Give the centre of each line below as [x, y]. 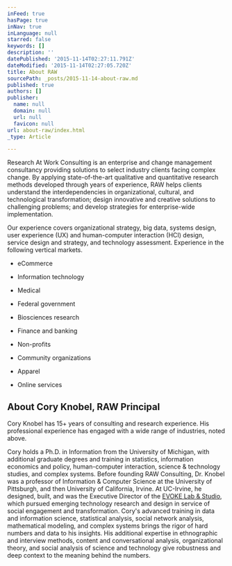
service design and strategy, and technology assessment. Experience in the [116, 243]
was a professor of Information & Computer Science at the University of [110, 482]
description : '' [31, 53]
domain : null [32, 111]
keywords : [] [26, 46]
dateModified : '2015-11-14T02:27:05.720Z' [69, 65]
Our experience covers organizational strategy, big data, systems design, [112, 228]
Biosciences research [48, 317]
